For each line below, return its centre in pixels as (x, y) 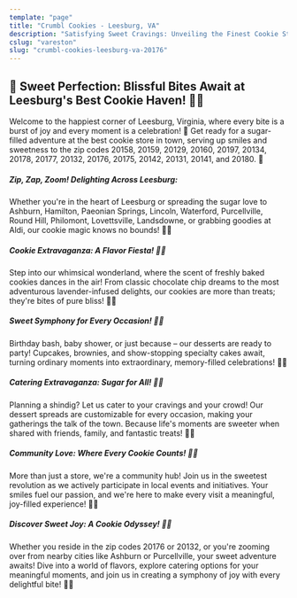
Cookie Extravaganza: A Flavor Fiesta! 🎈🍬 (88, 250)
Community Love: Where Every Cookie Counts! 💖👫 (104, 454)
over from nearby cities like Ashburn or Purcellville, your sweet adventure (143, 555)
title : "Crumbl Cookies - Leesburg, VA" (85, 26)
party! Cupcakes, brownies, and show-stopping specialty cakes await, (137, 353)
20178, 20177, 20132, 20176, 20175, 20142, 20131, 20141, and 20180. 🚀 (136, 159)
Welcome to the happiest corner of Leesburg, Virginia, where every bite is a (147, 121)
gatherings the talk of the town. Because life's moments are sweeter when (145, 423)
